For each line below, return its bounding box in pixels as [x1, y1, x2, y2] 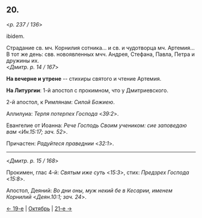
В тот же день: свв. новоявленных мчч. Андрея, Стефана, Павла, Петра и [6, 51, 195, 58]
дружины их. [6, 57, 39, 64]
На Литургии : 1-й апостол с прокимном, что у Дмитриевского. [6, 87, 168, 94]
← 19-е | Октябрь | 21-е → [6, 205, 72, 212]
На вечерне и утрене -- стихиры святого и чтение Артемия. [6, 75, 162, 82]
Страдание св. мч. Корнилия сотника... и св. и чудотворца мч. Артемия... [6, 44, 195, 51]
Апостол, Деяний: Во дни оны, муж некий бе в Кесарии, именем [6, 187, 173, 194]
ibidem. [6, 33, 25, 40]
